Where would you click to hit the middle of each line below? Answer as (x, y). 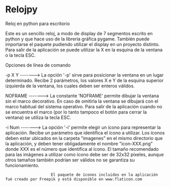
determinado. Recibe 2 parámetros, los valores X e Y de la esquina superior (84, 80)
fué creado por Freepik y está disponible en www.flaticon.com (74, 179)
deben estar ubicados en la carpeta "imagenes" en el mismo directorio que (84, 138)
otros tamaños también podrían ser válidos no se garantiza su (70, 160)
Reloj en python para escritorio (38, 24)
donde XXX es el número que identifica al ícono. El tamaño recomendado (82, 149)
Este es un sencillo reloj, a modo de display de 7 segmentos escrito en (79, 33)
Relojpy (22, 9)
